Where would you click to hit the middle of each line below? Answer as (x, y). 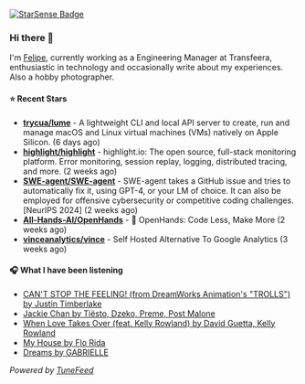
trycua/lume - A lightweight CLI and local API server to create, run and (156, 123)
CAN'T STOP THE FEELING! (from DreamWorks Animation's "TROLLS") (156, 293)
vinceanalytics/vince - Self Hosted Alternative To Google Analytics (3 (155, 239)
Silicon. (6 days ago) (61, 142)
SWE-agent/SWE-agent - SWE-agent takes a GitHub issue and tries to (157, 181)
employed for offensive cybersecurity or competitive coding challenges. (158, 200)
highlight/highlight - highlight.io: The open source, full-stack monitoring (159, 152)
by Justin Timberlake (62, 304)
